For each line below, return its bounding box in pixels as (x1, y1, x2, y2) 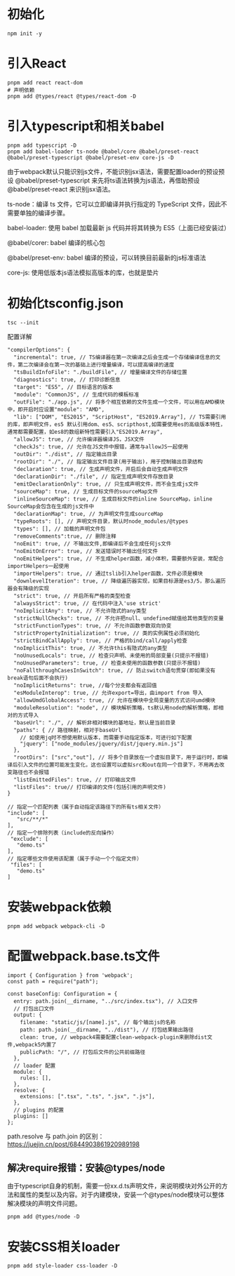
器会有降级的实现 (7, 585, 50, 592)
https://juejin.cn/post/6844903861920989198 (7, 1140, 140, 1148)
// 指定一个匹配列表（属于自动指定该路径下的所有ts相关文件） (7, 803, 164, 811)
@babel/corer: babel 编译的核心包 (7, 238, 105, 246)
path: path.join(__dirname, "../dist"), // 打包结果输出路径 (20, 1026, 194, 1033)
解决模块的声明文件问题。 (7, 1199, 81, 1208)
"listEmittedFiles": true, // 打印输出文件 (13, 776, 137, 783)
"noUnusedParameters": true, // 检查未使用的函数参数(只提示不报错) (13, 659, 201, 667)
